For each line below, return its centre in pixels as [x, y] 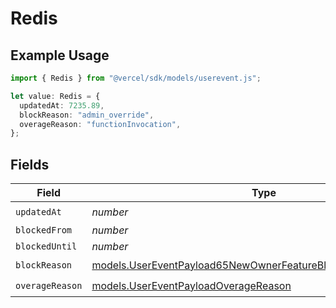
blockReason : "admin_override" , [87, 115]
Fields [30, 164]
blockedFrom [44, 230]
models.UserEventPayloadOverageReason [191, 285]
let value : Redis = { [55, 96]
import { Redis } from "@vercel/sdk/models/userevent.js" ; [136, 78]
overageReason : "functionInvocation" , [100, 124]
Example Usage [60, 55]
